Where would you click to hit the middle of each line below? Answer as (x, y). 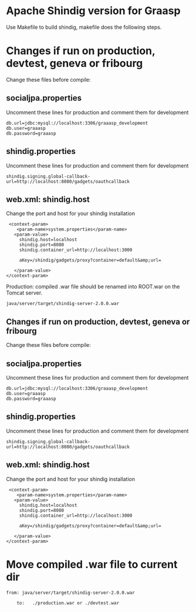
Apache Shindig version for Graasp (93, 11)
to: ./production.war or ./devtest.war (68, 603)
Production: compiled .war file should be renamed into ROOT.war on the (93, 287)
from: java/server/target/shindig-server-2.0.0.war (70, 593)
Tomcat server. (24, 293)
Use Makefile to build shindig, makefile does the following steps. (84, 27)
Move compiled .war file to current (92, 564)
